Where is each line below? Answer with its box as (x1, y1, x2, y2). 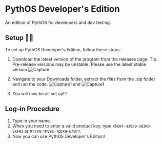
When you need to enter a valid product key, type (12, 123, 112, 129)
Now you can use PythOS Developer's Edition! (12, 133, 105, 139)
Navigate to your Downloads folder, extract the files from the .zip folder (12, 76, 156, 82)
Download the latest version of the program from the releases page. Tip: (12, 56, 158, 62)
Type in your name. (12, 118, 51, 123)
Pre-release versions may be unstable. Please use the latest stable (12, 61, 146, 67)
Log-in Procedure (5, 105, 60, 113)
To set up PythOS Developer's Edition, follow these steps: (5, 46, 121, 52)
